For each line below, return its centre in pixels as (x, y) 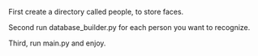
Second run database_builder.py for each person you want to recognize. (129, 27)
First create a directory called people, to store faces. (96, 12)
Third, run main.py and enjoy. (57, 43)
